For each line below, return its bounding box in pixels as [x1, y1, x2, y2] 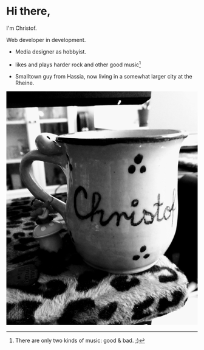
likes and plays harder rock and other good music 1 [15, 60, 141, 68]
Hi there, [6, 4, 51, 18]
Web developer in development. [6, 36, 86, 43]
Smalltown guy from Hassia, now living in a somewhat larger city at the [15, 72, 192, 80]
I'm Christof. [6, 24, 38, 32]
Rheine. [15, 79, 35, 86]
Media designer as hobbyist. [15, 47, 87, 55]
